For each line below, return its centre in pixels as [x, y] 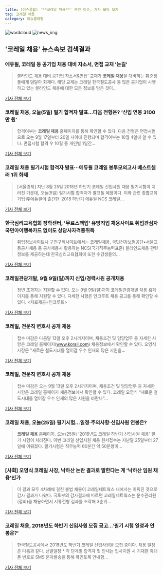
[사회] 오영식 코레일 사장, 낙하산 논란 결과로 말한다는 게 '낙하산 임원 [79, 470]
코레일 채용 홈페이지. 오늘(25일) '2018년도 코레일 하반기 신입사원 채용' [83, 434]
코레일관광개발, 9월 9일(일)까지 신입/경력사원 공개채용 [65, 278]
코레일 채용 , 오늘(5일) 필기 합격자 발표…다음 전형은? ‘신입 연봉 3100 [80, 112]
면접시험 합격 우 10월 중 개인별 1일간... [60, 143]
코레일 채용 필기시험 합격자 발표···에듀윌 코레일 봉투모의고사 [71, 168]
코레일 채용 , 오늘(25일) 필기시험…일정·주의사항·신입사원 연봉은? [76, 422]
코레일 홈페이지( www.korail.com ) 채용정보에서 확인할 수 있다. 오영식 [91, 344]
